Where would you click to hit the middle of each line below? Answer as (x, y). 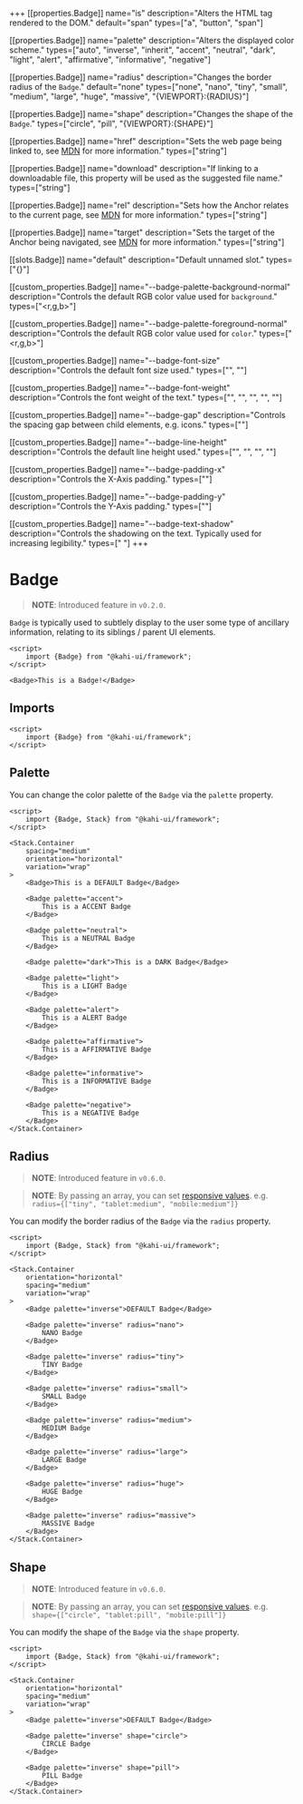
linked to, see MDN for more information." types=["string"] (118, 151)
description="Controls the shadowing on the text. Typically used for (136, 533)
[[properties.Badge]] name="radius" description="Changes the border (141, 77)
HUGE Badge (62, 1492)
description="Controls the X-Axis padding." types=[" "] (111, 479)
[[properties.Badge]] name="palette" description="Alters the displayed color (152, 40)
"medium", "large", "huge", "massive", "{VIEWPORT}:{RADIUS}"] (129, 96)
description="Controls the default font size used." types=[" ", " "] (128, 370)
